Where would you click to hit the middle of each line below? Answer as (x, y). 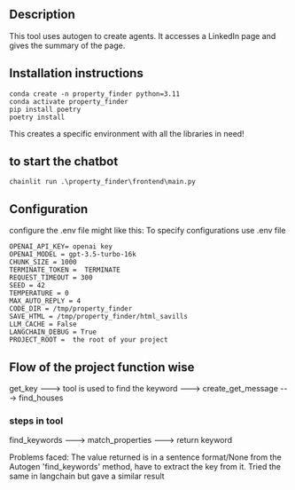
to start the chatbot (64, 162)
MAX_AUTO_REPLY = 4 (45, 301)
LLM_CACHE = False (43, 324)
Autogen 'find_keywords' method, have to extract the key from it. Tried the (145, 467)
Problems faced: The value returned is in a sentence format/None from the (145, 457)
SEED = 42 (27, 286)
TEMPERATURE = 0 (39, 293)
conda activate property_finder (69, 101)
